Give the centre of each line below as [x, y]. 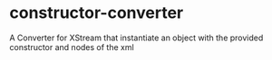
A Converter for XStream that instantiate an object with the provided [136, 38]
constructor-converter [97, 13]
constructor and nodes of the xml [72, 47]
